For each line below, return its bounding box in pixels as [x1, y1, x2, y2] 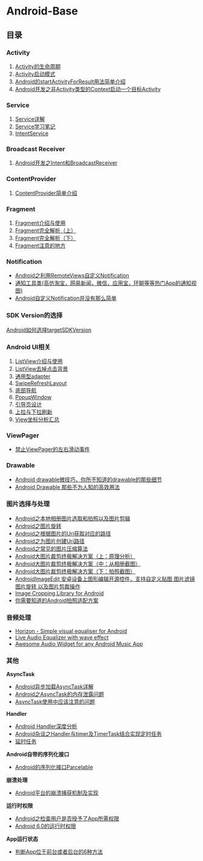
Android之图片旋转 [14, 522, 62, 530]
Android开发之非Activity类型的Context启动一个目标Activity [14, 85, 161, 93]
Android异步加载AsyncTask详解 [14, 683, 94, 690]
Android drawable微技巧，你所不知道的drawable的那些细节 [14, 476, 162, 483]
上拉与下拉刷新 [14, 408, 53, 415]
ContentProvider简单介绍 [14, 189, 77, 197]
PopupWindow [14, 393, 52, 400]
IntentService [14, 130, 49, 137]
